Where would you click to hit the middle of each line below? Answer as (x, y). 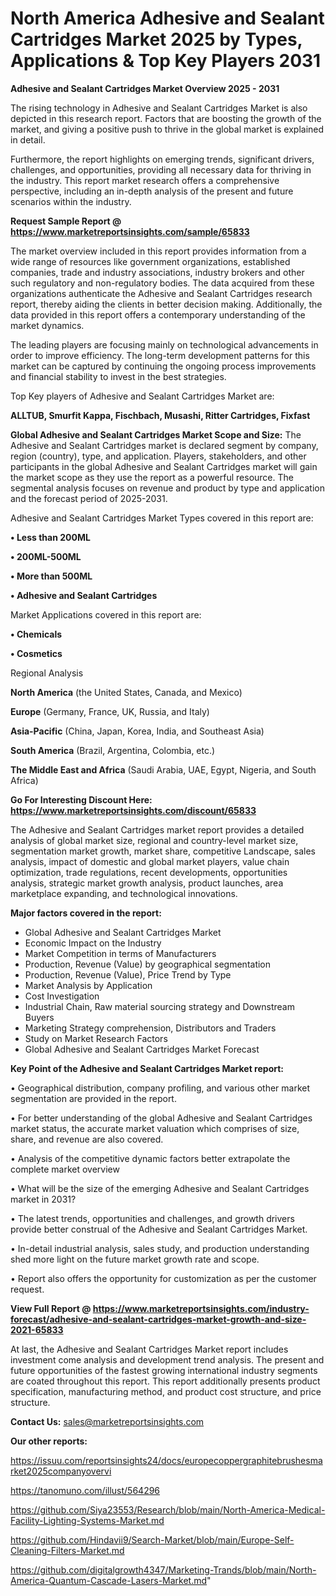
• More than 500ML (51, 576)
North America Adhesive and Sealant (167, 18)
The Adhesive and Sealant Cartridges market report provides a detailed (157, 829)
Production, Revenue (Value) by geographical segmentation (148, 964)
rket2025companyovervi (61, 1471)
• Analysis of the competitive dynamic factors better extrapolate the (150, 1158)
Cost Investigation (62, 996)
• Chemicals (36, 634)
